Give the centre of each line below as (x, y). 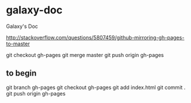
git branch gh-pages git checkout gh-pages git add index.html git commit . (96, 87)
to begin (21, 73)
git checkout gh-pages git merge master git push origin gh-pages (85, 55)
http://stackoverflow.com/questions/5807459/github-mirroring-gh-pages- (95, 37)
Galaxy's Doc (22, 26)
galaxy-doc (34, 10)
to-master (18, 44)
